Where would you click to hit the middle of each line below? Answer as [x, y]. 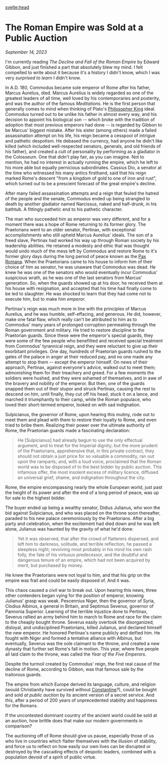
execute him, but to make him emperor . [45, 299]
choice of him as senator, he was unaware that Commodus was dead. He [80, 267]
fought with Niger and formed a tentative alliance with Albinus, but [73, 638]
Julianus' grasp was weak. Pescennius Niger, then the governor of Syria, [80, 601]
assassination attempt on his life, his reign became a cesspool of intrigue [80, 136]
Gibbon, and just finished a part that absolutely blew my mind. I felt [74, 67]
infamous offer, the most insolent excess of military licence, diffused [88, 472]
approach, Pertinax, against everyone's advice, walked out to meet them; [80, 367]
